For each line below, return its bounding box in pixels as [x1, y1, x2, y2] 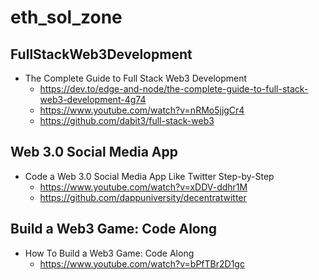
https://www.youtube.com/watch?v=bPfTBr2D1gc [39, 257, 245, 270]
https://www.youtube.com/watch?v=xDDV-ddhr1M [39, 181, 248, 193]
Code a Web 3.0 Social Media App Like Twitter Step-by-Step [24, 170, 275, 182]
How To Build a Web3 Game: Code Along [24, 247, 195, 259]
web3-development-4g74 [39, 94, 147, 105]
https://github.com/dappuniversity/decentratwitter [39, 191, 247, 203]
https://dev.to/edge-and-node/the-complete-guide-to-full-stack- [39, 83, 309, 95]
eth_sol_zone [10, 6, 123, 29]
